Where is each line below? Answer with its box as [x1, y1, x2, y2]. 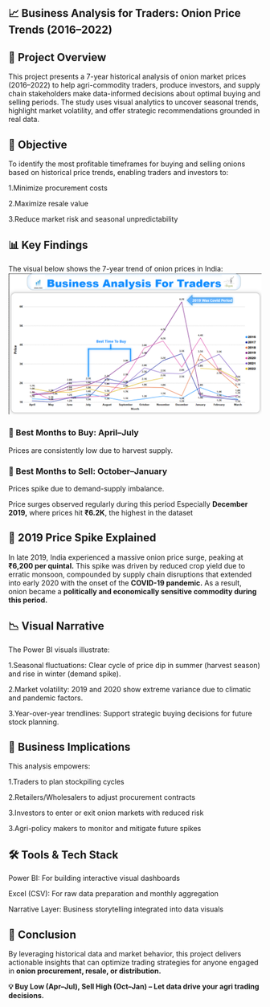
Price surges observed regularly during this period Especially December [8, 499, 248, 508]
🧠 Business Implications [8, 740, 131, 753]
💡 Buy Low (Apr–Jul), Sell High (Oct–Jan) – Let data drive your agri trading [8, 982, 260, 991]
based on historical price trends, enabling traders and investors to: [8, 168, 229, 177]
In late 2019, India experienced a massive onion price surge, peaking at [8, 552, 243, 562]
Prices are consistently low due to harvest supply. [8, 445, 174, 455]
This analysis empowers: [8, 761, 91, 771]
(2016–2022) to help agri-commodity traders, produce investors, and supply [8, 80, 260, 90]
